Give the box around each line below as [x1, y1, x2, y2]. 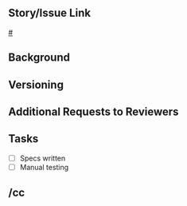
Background [8, 51, 70, 65]
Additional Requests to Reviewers [8, 105, 179, 118]
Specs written [19, 153, 66, 163]
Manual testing [19, 162, 69, 172]
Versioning [8, 77, 64, 91]
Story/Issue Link [8, 6, 92, 20]
